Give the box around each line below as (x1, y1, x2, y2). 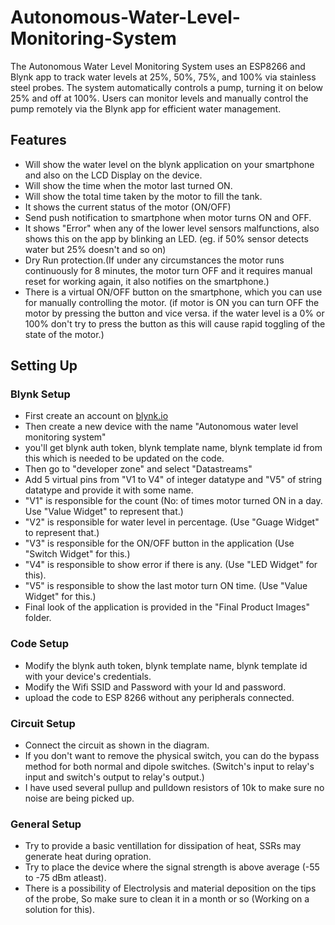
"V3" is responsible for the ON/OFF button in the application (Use (24, 537, 295, 550)
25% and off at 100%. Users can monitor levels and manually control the (10, 92, 309, 104)
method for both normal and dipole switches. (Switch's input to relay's (24, 761, 315, 773)
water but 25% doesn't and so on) (24, 243, 167, 255)
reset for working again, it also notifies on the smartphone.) (24, 275, 270, 287)
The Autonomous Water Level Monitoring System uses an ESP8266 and (10, 60, 306, 72)
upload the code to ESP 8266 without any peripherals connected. (24, 691, 295, 703)
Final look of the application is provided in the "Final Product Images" (24, 601, 310, 613)
